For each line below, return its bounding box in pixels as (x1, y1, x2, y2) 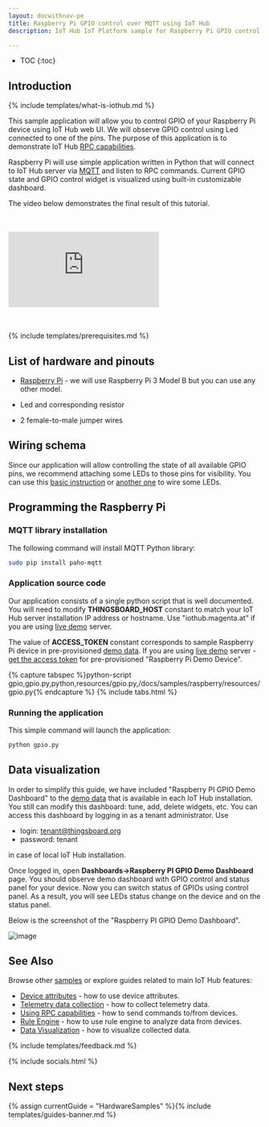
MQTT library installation (8, 525, 108, 536)
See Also (8, 955, 54, 968)
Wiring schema (8, 439, 87, 452)
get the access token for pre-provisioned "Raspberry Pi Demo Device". (8, 654, 243, 664)
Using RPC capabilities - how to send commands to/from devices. (19, 1008, 238, 1018)
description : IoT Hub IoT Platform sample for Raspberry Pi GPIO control (8, 27, 261, 35)
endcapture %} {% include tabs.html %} (44, 687, 178, 696)
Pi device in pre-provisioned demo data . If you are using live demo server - (8, 646, 257, 655)
